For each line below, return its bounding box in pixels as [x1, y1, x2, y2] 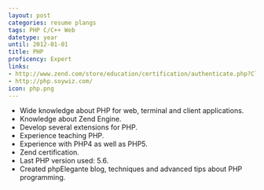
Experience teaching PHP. [19, 131, 104, 141]
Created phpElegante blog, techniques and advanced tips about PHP [19, 164, 243, 174]
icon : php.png [8, 84, 55, 93]
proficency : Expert [8, 56, 72, 64]
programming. [19, 173, 66, 182]
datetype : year [8, 33, 58, 42]
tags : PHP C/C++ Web [8, 26, 76, 34]
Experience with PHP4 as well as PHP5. [19, 139, 148, 149]
